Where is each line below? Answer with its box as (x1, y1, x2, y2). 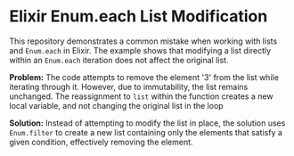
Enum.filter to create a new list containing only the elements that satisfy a (9, 127, 283, 137)
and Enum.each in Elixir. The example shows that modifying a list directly (9, 45, 272, 55)
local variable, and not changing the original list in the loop (9, 100, 225, 111)
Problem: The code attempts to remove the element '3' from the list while (9, 71, 279, 82)
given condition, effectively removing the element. (9, 136, 193, 147)
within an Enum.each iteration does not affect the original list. (9, 54, 229, 65)
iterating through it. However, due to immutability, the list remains (9, 81, 249, 92)
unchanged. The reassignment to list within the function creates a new (9, 91, 274, 102)
